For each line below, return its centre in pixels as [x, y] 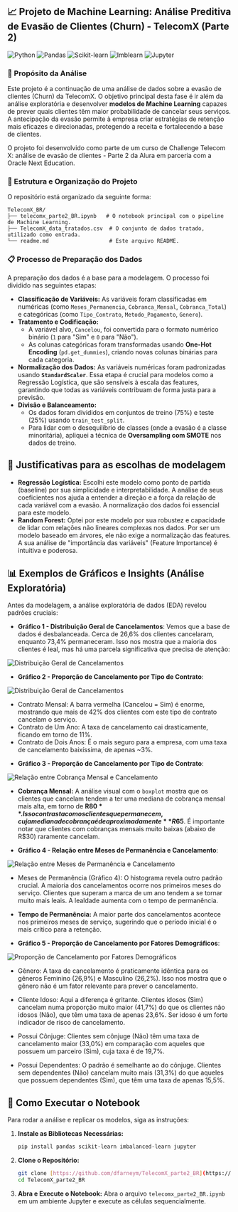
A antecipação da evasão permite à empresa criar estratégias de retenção [116, 119]
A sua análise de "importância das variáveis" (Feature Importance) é [118, 542]
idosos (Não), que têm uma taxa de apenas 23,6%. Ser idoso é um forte [123, 1015]
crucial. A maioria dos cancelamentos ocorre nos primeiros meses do [119, 885]
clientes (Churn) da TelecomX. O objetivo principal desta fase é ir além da [115, 96]
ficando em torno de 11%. [55, 734]
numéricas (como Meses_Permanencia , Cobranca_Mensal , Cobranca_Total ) [122, 306]
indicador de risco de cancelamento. [71, 1023]
